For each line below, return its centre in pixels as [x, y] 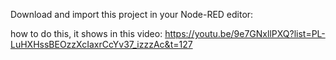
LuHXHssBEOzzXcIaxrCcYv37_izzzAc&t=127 [101, 44]
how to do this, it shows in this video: [86, 33]
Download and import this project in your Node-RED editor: [132, 14]
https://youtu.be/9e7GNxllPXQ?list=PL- [245, 33]
